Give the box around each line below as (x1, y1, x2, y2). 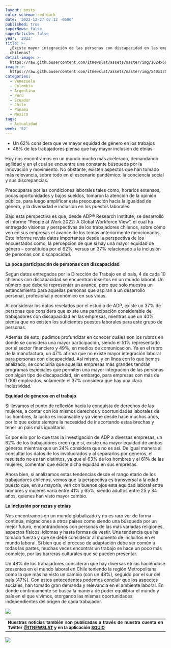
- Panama (10, 107, 28, 112)
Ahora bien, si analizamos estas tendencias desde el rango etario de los (5, 471, 156, 477)
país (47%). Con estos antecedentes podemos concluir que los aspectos (5, 577, 158, 583)
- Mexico (10, 112, 28, 117)
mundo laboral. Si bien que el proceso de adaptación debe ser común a (5, 539, 155, 546)
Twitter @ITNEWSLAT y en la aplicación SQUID (8, 625, 105, 630)
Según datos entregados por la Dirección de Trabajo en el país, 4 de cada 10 (5, 271, 166, 277)
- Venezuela (10, 79, 36, 84)
